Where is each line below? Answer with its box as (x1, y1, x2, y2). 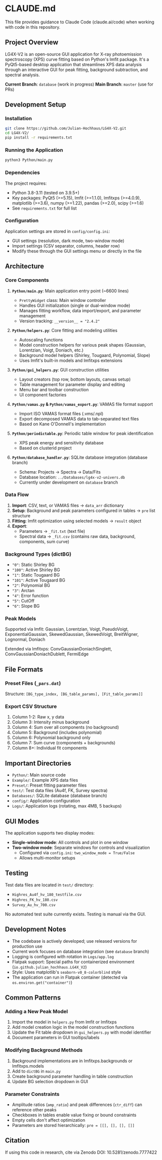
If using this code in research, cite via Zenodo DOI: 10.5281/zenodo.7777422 (5, 1149, 157, 1155)
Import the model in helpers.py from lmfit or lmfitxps (12, 1019, 117, 1025)
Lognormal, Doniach (5, 636, 45, 642)
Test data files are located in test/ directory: (5, 882, 94, 888)
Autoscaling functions (19, 336, 63, 343)
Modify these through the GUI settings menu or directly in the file (12, 248, 142, 254)
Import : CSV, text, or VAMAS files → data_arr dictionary (12, 502, 124, 508)
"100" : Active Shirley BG (12, 567, 60, 573)
